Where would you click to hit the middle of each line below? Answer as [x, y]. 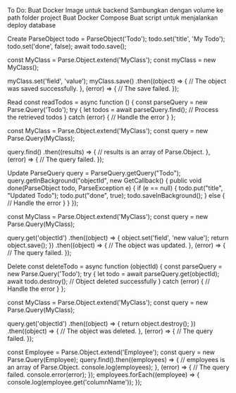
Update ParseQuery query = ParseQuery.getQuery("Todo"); [94, 173]
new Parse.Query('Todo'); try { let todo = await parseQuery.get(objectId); [113, 274]
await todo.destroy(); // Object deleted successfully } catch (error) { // [108, 281]
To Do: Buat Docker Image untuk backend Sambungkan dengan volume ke [116, 10]
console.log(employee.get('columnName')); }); [75, 382]
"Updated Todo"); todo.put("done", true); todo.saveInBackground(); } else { [116, 195]
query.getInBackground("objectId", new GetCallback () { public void [105, 180]
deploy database [32, 25]
